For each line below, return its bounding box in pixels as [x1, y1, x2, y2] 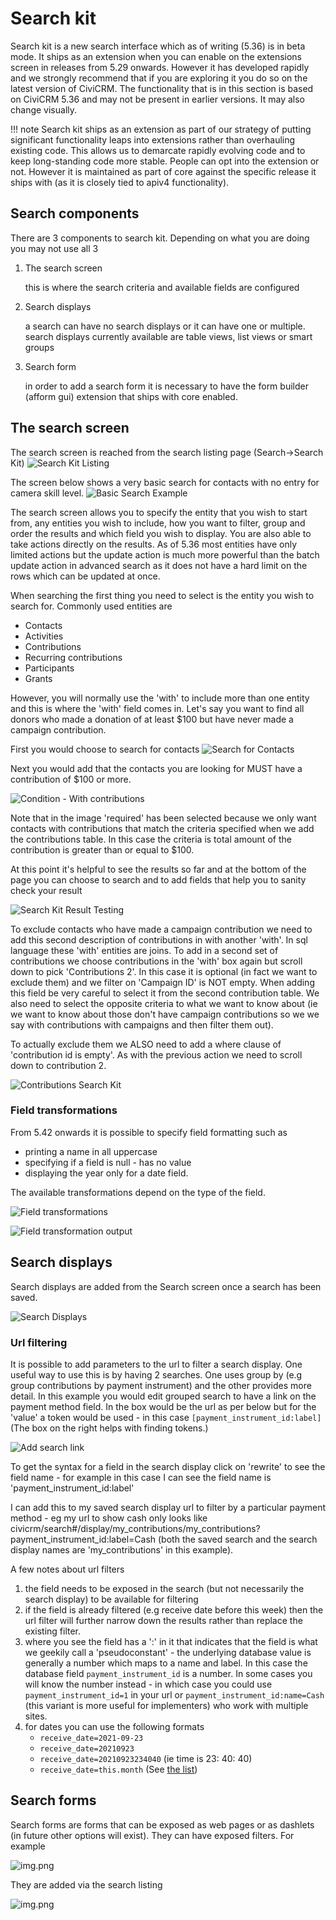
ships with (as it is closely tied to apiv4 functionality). [10, 176, 230, 188]
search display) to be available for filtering [24, 1593, 199, 1605]
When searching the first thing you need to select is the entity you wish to [10, 589, 315, 601]
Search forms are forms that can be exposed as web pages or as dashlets [10, 1818, 315, 1831]
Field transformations [10, 1103, 118, 1117]
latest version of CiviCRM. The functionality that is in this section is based [10, 82, 314, 94]
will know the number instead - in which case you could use [24, 1678, 273, 1690]
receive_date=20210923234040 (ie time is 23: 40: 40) [39, 1752, 253, 1764]
